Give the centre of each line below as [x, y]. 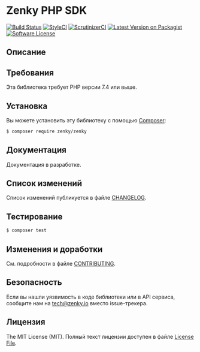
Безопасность [34, 282]
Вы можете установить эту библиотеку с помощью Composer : [86, 120]
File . [11, 343]
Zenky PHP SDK [47, 10]
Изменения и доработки [54, 249]
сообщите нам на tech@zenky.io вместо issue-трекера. [77, 303]
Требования [30, 73]
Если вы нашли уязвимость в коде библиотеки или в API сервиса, [91, 297]
